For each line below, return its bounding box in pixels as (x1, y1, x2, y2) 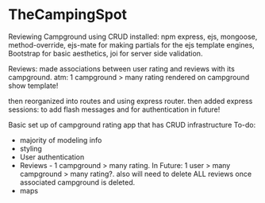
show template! (8, 81, 59, 90)
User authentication (19, 152, 85, 162)
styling (19, 144, 42, 153)
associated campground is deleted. (19, 177, 136, 187)
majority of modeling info (19, 135, 102, 144)
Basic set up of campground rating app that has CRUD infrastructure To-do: (8, 120, 256, 129)
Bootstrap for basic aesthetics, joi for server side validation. (8, 48, 203, 58)
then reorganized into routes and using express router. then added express (8, 96, 253, 105)
